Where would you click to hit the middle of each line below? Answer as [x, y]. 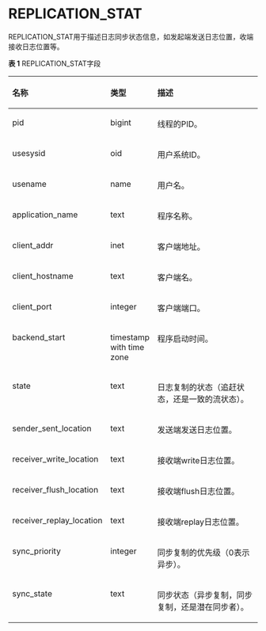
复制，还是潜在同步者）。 [203, 606]
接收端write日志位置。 [198, 460]
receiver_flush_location [55, 489]
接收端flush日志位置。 [198, 491]
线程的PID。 [180, 124]
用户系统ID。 [181, 154]
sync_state [32, 593]
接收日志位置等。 [36, 46]
